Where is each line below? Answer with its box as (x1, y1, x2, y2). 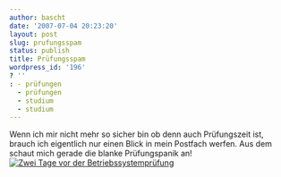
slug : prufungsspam (9, 38, 82, 47)
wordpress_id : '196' (9, 63, 87, 72)
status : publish (9, 46, 70, 55)
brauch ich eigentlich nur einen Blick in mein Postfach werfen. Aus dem (9, 139, 273, 149)
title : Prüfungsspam (9, 55, 87, 63)
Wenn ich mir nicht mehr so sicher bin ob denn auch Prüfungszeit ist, (9, 129, 264, 139)
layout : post (9, 29, 58, 38)
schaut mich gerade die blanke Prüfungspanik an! (9, 148, 192, 159)
